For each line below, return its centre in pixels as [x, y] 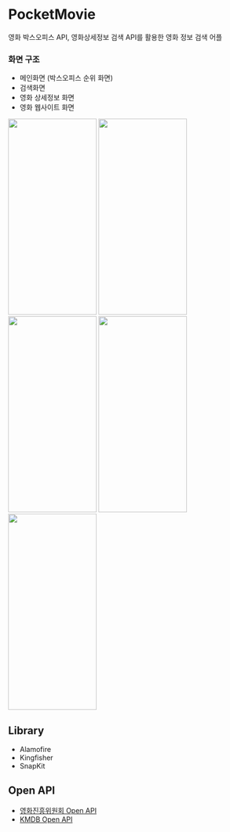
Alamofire [35, 750]
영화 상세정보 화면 [47, 98]
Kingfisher [36, 758]
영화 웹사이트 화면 [47, 107]
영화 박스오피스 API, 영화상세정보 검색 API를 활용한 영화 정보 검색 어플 [115, 37]
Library [26, 730]
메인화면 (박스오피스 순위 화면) [66, 78]
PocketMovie [52, 15]
